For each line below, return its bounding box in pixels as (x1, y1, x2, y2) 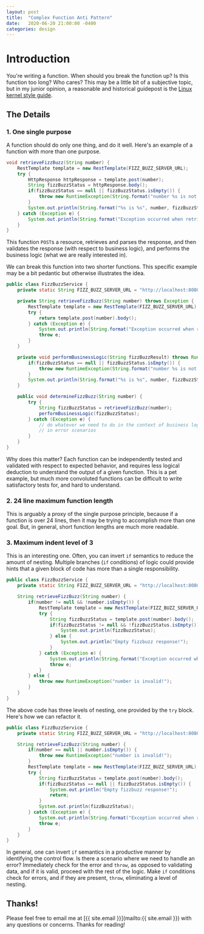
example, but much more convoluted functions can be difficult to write (6, 475, 182, 482)
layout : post (6, 9, 39, 15)
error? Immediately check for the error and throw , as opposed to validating (6, 862, 192, 869)
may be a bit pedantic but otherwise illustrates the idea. (6, 270, 146, 277)
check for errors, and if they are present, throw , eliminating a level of (6, 874, 178, 882)
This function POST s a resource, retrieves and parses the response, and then (6, 239, 196, 246)
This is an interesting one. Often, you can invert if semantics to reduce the (6, 552, 194, 560)
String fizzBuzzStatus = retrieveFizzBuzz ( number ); (38, 405, 172, 411)
